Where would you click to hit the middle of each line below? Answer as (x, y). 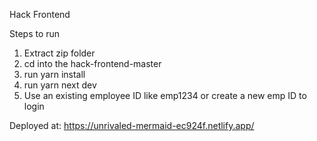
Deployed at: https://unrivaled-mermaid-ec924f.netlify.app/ (132, 125)
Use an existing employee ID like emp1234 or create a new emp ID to (165, 95)
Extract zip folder (59, 53)
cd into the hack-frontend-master (92, 63)
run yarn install (54, 74)
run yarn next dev (60, 85)
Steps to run (35, 33)
